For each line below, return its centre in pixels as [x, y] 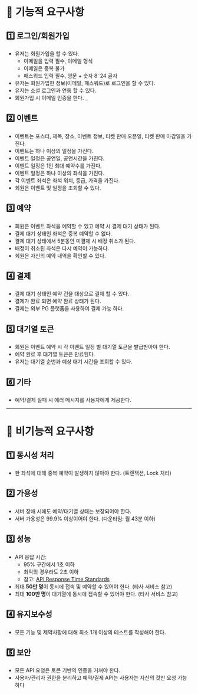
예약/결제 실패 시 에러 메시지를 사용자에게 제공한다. [73, 400]
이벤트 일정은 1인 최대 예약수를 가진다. [58, 165]
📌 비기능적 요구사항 [50, 432]
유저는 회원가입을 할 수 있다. [47, 53]
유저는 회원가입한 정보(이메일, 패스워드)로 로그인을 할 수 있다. [85, 83]
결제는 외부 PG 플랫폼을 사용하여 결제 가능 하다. [69, 309]
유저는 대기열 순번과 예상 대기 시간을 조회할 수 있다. [73, 362]
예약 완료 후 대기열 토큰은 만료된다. [55, 354]
